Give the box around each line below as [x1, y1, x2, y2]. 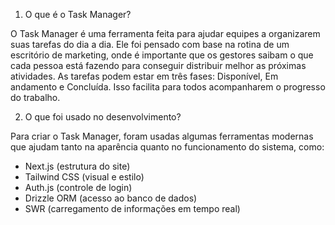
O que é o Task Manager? [24, 9, 132, 20]
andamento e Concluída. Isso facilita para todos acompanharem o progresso [10, 81, 326, 93]
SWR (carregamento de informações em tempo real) [24, 203, 241, 214]
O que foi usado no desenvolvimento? [24, 111, 182, 123]
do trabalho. [10, 92, 61, 103]
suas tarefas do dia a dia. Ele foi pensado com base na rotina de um [10, 39, 290, 50]
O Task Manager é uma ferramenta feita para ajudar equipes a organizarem [10, 28, 321, 39]
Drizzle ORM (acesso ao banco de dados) [24, 192, 198, 204]
